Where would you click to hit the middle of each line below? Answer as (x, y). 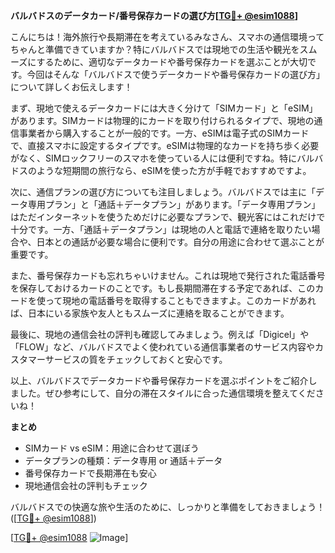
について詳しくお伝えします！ (71, 87)
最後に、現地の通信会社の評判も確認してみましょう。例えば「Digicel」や (160, 334)
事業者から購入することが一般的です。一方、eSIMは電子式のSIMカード (164, 133)
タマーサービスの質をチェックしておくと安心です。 (123, 359)
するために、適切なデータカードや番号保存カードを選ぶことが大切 (172, 62)
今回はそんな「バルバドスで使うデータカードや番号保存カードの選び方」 (176, 74)
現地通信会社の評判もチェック (86, 485)
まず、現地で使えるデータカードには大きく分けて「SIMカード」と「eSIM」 (164, 108)
